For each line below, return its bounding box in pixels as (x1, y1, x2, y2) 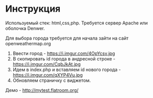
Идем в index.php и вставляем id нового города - (12, 67, 121, 73)
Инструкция (5, 3, 60, 15)
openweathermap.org (5, 40, 51, 46)
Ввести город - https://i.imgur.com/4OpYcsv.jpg (12, 50, 115, 56)
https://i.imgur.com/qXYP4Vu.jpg (12, 72, 83, 78)
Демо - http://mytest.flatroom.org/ (5, 87, 79, 93)
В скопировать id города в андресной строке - (12, 55, 116, 61)
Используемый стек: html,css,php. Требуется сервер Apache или (5, 20, 148, 26)
